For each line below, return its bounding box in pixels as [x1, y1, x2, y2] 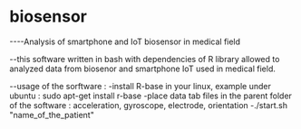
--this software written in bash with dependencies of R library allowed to [9, 53, 280, 64]
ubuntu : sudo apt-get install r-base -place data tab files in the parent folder [9, 90, 293, 101]
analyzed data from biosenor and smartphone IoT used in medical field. [9, 63, 277, 74]
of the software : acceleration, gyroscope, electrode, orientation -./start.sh [9, 99, 288, 110]
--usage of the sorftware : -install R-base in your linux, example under [9, 80, 272, 91]
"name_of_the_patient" [9, 109, 95, 120]
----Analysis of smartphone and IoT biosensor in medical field [9, 36, 241, 47]
